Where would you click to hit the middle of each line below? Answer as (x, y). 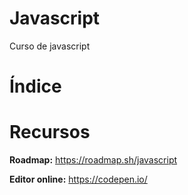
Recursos (50, 132)
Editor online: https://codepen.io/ (78, 179)
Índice (35, 86)
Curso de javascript (50, 46)
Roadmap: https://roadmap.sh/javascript (93, 160)
